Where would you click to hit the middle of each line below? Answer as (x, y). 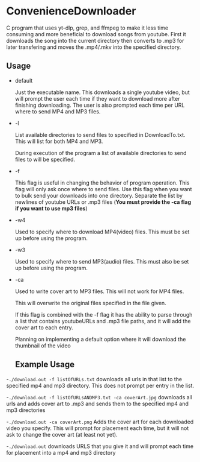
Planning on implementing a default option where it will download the (100, 339)
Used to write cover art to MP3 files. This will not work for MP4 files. (99, 291)
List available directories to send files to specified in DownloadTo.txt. (100, 134)
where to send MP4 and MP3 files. (58, 111)
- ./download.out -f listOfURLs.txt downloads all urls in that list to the (94, 379)
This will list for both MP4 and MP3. (59, 141)
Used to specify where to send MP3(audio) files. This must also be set (102, 261)
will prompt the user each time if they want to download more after (97, 98)
